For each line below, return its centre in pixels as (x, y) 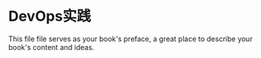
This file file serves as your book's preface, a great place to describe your (130, 39)
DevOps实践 (50, 16)
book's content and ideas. (51, 47)
